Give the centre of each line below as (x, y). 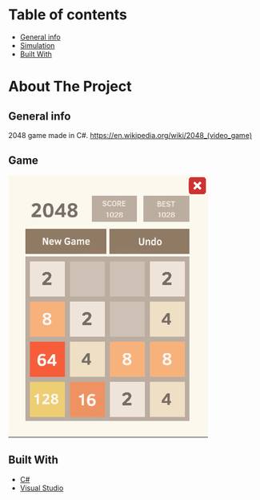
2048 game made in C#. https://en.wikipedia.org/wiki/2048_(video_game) (130, 135)
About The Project (70, 87)
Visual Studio (42, 488)
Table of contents (68, 15)
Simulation (37, 45)
